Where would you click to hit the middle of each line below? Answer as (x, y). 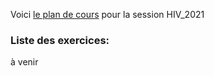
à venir (24, 62)
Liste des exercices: (60, 40)
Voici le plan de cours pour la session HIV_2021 (107, 14)
